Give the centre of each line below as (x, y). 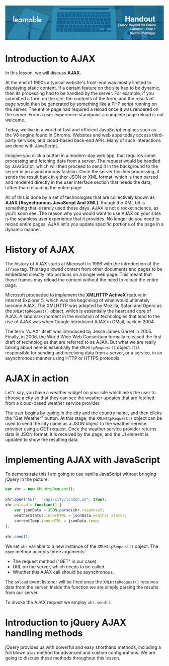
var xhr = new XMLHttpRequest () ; (40, 489)
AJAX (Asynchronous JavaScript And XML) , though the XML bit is (75, 202)
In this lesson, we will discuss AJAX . (43, 72)
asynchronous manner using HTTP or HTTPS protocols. (63, 358)
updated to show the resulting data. (42, 439)
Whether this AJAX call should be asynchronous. (63, 572)
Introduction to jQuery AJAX (66, 623)
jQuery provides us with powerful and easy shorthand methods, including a (83, 647)
